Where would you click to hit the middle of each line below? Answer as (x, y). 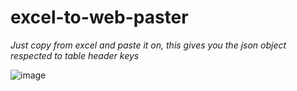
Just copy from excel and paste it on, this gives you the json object (148, 45)
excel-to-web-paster (99, 17)
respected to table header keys (75, 55)
